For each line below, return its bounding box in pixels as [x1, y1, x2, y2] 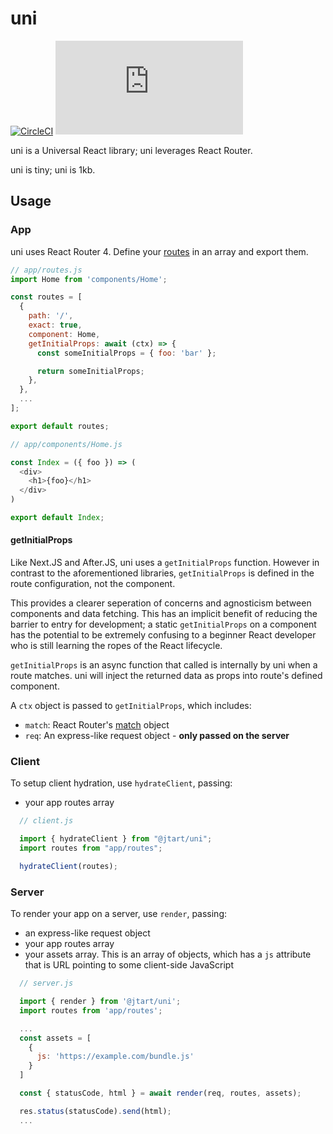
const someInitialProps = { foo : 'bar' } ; [36, 348, 217, 358]
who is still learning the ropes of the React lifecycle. [10, 640, 223, 652]
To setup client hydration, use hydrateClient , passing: [10, 777, 233, 789]
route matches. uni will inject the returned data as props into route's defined [10, 670, 323, 682]
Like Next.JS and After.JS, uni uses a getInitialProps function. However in [10, 557, 320, 569]
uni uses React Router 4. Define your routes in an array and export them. [10, 245, 309, 257]
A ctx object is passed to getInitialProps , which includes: [10, 700, 252, 712]
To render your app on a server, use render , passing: [10, 908, 228, 920]
